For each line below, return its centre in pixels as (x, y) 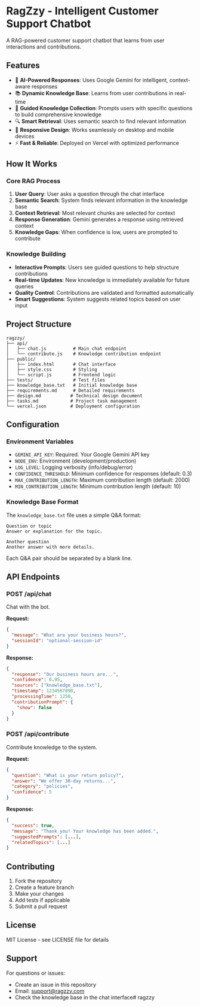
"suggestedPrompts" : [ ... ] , (47, 837)
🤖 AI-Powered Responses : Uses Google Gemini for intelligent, (91, 80)
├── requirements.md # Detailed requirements (70, 391)
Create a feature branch (44, 887)
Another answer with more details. (50, 547)
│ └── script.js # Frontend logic (61, 375)
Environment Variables (40, 441)
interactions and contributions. (44, 47)
